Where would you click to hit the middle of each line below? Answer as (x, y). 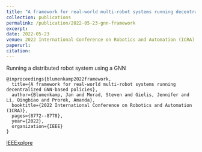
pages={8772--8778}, (37, 116)
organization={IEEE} (37, 126)
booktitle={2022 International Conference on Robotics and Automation (102, 105)
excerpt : (17, 29)
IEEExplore (20, 142)
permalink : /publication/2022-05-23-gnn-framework (71, 23)
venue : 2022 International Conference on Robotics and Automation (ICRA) (101, 40)
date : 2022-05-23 (28, 34)
